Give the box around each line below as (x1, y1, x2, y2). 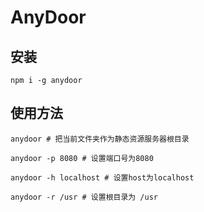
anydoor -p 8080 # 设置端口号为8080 (10, 153, 154, 163)
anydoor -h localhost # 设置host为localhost (10, 172, 195, 183)
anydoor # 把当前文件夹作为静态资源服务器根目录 (10, 134, 190, 144)
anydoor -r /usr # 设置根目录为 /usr (10, 192, 158, 202)
